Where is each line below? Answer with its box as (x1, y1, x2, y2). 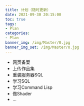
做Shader (12, 90, 32, 96)
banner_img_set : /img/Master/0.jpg (5, 45, 79, 50)
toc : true (5, 17, 26, 22)
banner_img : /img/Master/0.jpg (5, 40, 70, 45)
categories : (5, 31, 30, 36)
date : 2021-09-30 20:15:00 (5, 12, 61, 17)
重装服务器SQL (12, 71, 43, 78)
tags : (5, 21, 16, 27)
